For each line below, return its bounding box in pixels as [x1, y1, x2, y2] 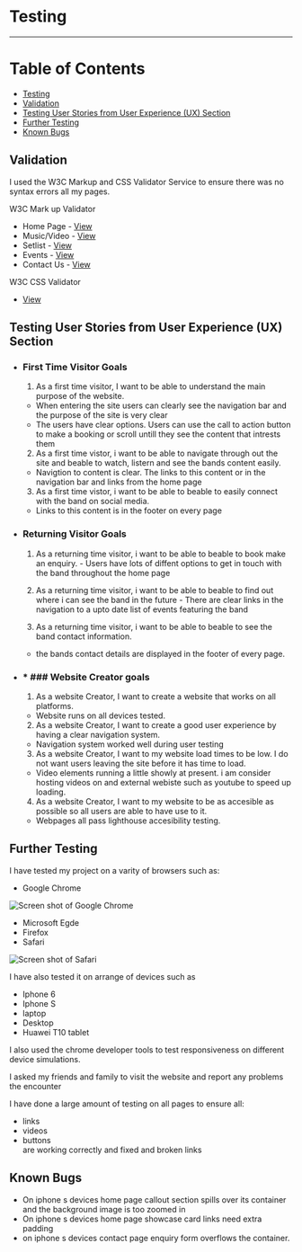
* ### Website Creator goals [22, 670, 150, 683]
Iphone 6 [22, 989, 56, 999]
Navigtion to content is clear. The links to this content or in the [35, 467, 266, 478]
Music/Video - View [22, 230, 96, 241]
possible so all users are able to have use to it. [35, 805, 208, 816]
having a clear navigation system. [35, 729, 160, 740]
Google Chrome [22, 883, 82, 893]
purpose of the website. [35, 391, 125, 402]
